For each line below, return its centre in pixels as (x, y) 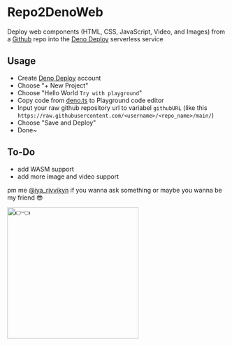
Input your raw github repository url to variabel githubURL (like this (112, 108)
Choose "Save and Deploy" (57, 123)
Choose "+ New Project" (53, 85)
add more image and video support (68, 177)
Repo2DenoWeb (55, 12)
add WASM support (46, 169)
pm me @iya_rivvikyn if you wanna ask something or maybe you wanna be (115, 190)
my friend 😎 (25, 198)
